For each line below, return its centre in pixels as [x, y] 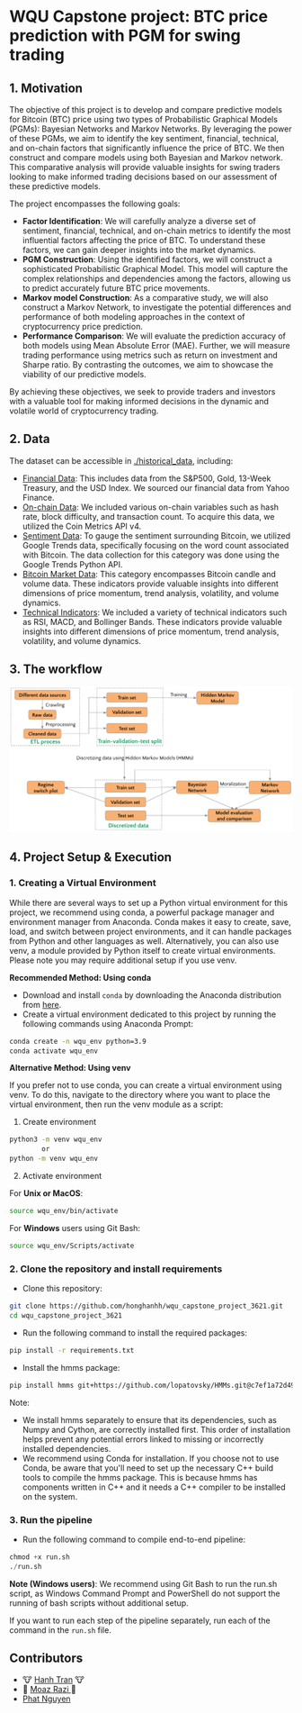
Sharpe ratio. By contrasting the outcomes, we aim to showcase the [148, 365]
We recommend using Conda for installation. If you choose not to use [151, 1458]
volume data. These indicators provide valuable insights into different [150, 584]
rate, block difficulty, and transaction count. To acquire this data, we [148, 516]
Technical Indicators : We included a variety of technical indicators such [155, 612]
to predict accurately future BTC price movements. [116, 288]
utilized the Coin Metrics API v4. [82, 526]
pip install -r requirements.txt [72, 1350]
